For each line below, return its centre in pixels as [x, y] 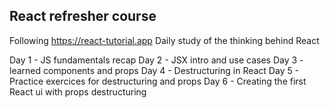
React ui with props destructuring [78, 91]
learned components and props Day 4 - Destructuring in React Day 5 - [154, 70]
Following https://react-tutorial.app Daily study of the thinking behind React [164, 40]
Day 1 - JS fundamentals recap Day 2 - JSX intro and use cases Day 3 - [156, 60]
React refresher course [83, 16]
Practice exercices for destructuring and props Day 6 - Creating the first [158, 81]
